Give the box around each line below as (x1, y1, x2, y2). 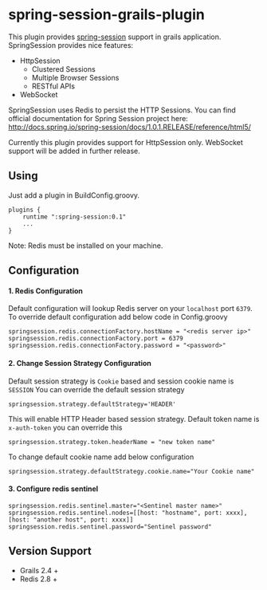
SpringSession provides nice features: (8, 40, 134, 49)
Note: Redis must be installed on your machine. (8, 241, 163, 250)
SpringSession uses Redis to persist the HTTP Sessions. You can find (8, 105, 237, 115)
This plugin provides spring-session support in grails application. (8, 32, 222, 41)
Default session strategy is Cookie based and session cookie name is (8, 376, 234, 386)
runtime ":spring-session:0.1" (22, 213, 127, 221)
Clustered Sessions (31, 64, 96, 73)
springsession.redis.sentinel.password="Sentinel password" (8, 522, 213, 531)
